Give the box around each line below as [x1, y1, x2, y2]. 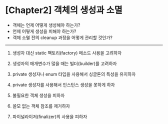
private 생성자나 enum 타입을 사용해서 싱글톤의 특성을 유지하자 [12, 71, 136, 77]
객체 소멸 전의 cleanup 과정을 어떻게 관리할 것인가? [12, 34, 113, 40]
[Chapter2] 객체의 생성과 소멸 [5, 4, 122, 16]
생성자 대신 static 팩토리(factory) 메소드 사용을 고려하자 [12, 49, 122, 55]
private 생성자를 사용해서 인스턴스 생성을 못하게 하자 [12, 81, 115, 87]
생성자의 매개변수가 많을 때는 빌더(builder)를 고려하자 [12, 60, 117, 66]
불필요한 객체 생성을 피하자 [12, 92, 65, 98]
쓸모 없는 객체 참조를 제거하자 [12, 103, 70, 109]
